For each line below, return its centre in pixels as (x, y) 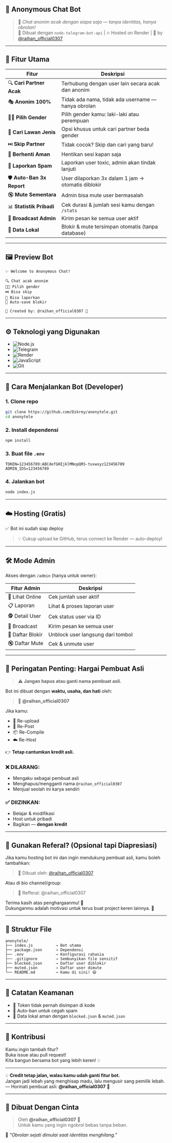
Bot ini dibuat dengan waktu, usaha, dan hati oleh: (59, 691)
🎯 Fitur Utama (27, 59)
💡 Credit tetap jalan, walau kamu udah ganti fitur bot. (63, 1075)
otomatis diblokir (81, 185)
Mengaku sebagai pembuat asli (46, 778)
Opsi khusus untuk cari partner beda (105, 129)
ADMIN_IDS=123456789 (27, 469)
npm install (18, 440)
